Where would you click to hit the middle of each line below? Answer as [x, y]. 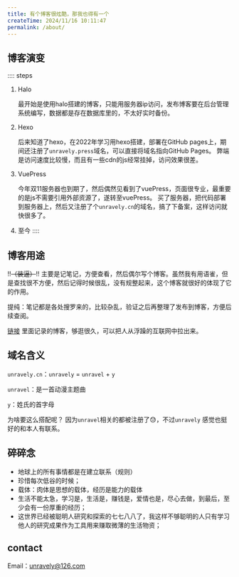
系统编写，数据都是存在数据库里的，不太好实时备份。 [96, 113]
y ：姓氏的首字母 [31, 404]
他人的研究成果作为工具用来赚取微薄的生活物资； [89, 525]
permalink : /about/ [36, 27]
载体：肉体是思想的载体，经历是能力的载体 [80, 489]
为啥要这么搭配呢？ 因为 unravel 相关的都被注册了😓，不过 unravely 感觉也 [114, 419]
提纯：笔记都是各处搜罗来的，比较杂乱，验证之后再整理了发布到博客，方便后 [119, 307]
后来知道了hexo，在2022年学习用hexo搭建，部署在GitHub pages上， [119, 142]
